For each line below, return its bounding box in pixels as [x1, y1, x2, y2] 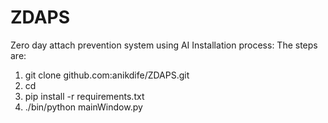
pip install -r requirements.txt [24, 90, 145, 102]
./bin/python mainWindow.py [24, 101, 143, 113]
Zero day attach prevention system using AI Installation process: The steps [10, 39, 318, 51]
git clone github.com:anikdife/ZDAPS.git [24, 69, 190, 81]
